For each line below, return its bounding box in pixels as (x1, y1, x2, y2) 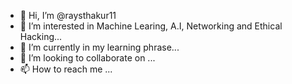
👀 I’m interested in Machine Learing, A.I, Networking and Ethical (19, 20, 283, 32)
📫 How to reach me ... (19, 63, 113, 75)
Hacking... (19, 31, 63, 42)
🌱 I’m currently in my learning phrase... (19, 41, 180, 53)
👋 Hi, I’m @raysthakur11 (19, 10, 117, 21)
